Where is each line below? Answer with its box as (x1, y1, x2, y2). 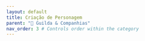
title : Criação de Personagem (6, 14, 83, 20)
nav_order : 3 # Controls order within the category (6, 25, 139, 32)
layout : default (6, 8, 47, 15)
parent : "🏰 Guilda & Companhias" (6, 20, 91, 26)
